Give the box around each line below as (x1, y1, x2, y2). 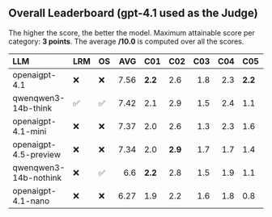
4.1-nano (12, 195, 50, 207)
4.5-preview (12, 148, 61, 160)
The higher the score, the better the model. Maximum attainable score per (8, 27, 255, 37)
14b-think (12, 102, 53, 114)
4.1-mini (12, 125, 47, 136)
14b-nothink (12, 172, 62, 183)
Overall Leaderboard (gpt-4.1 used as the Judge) (8, 6, 258, 20)
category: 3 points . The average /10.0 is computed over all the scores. (8, 36, 244, 46)
